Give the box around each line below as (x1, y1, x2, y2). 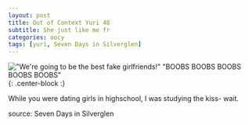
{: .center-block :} (8, 79, 66, 88)
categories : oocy (8, 33, 65, 41)
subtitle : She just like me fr (8, 26, 110, 34)
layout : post (8, 11, 51, 20)
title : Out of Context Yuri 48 (8, 19, 110, 27)
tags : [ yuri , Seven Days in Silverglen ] (8, 41, 143, 49)
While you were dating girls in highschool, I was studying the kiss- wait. (8, 94, 239, 103)
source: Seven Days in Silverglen (8, 109, 114, 118)
